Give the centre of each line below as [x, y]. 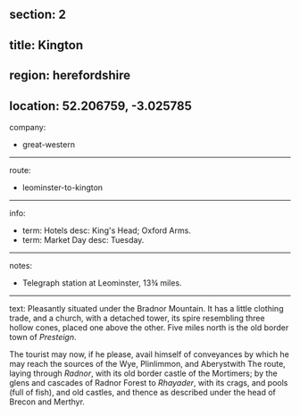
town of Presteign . [43, 337]
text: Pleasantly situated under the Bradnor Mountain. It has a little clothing [146, 308]
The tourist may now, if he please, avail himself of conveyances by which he [150, 354]
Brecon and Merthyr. [47, 402]
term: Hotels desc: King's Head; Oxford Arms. [107, 230]
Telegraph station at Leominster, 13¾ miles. [102, 283]
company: [28, 127]
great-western [49, 144]
